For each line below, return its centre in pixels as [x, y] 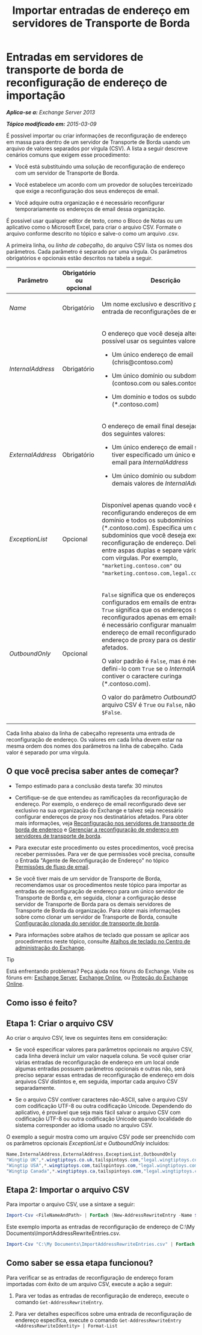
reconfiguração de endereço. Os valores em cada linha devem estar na [94, 739]
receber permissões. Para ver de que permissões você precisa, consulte [105, 854]
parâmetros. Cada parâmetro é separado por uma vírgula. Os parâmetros [97, 251]
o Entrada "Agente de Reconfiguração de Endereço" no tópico [92, 860]
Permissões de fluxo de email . [52, 867]
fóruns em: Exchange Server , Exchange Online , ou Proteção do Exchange [97, 977]
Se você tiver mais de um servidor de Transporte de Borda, [88, 878]
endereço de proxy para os [140, 640]
